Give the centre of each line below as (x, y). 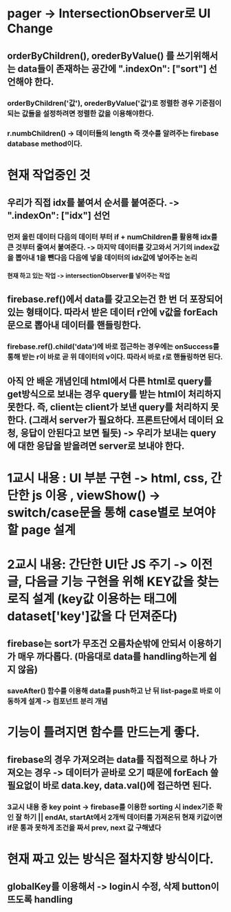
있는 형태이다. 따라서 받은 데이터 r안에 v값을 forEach (113, 312)
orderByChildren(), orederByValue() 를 (91, 56)
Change (30, 29)
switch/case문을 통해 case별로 (93, 513)
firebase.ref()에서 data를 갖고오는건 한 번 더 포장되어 (115, 299)
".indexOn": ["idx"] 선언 (59, 215)
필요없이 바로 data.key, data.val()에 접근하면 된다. (110, 786)
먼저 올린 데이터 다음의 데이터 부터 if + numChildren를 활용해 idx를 (112, 237)
